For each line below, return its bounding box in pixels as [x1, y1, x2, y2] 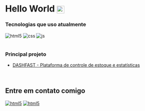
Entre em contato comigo [5, 86, 85, 95]
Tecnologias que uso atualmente [5, 21, 86, 28]
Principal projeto [5, 51, 46, 58]
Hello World [5, 3, 55, 15]
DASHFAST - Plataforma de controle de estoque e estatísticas [12, 62, 140, 68]
